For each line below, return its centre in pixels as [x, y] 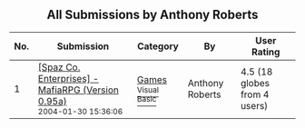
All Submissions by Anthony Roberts [152, 15]
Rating [266, 52]
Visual [148, 89]
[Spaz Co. [59, 67]
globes [255, 83]
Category [158, 46]
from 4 [255, 94]
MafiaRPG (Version [79, 90]
